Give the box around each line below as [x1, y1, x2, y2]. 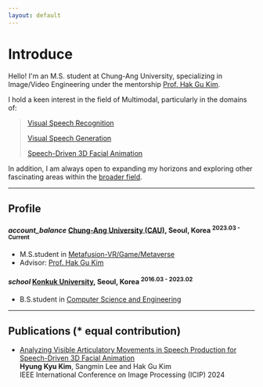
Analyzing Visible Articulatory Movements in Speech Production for [19, 345, 237, 355]
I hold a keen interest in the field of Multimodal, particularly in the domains [8, 95, 248, 104]
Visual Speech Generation [27, 133, 112, 143]
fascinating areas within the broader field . [8, 172, 142, 181]
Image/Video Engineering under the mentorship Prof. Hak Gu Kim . [8, 79, 221, 89]
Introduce [8, 45, 73, 63]
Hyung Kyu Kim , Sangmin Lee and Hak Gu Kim [19, 362, 172, 371]
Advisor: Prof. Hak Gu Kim [19, 258, 104, 267]
